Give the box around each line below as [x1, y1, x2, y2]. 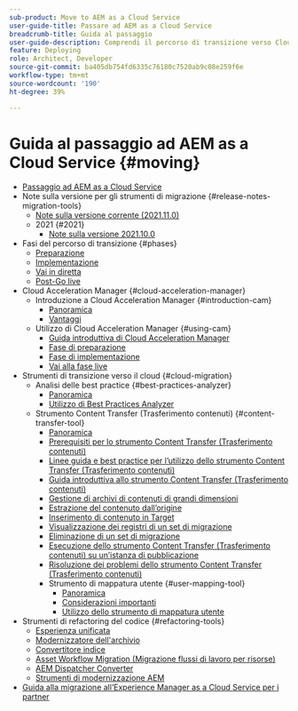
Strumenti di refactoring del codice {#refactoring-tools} [21, 616, 225, 627]
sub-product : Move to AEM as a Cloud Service [9, 12, 180, 22]
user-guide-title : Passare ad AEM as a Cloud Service [9, 21, 213, 30]
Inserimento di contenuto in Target [48, 512, 175, 523]
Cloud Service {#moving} [9, 152, 201, 172]
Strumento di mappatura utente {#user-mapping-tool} [48, 579, 246, 589]
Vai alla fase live [48, 361, 108, 371]
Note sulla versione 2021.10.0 [48, 228, 155, 240]
